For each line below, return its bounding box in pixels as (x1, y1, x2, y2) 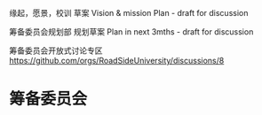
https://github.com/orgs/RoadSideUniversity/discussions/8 (9, 56, 225, 65)
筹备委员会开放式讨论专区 (9, 45, 103, 56)
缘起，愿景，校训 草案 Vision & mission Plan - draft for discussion (9, 8, 249, 18)
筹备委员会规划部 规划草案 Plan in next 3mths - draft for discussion (9, 27, 254, 37)
